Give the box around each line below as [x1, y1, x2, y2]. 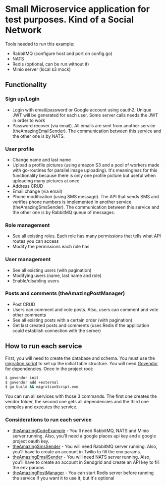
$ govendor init [5, 375, 39, 380]
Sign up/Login [5, 96, 40, 103]
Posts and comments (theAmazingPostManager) [5, 290, 125, 297]
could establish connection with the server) [12, 327, 101, 333]
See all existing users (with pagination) [12, 267, 92, 273]
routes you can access [12, 238, 59, 244]
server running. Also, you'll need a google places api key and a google [12, 432, 156, 439]
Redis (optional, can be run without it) [12, 61, 89, 67]
